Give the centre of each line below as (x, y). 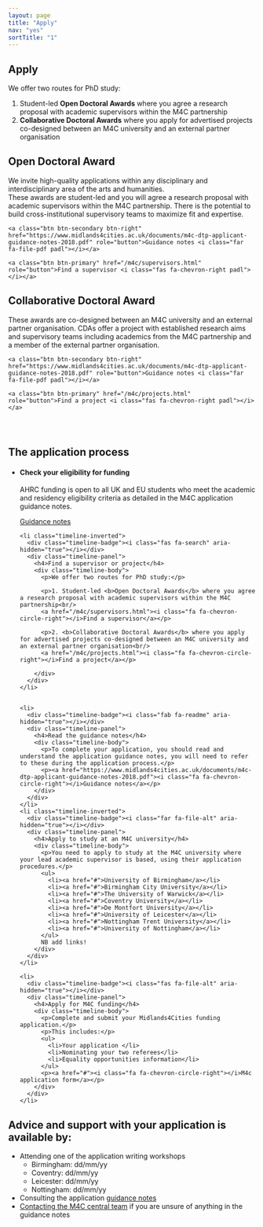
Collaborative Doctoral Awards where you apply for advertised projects (136, 120)
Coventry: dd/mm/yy (65, 1173)
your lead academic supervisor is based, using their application (130, 860)
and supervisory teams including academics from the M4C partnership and (130, 336)
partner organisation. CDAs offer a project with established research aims (127, 328)
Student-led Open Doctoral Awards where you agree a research (124, 104)
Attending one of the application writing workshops (102, 1156)
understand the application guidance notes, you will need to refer (134, 756)
